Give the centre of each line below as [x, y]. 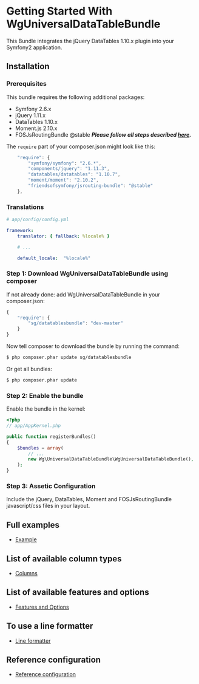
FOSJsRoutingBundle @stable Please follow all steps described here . [103, 134]
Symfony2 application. [34, 47]
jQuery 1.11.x [30, 115]
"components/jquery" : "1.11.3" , [69, 169]
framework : [20, 230]
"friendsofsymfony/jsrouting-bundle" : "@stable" [91, 186]
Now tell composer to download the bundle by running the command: [93, 346]
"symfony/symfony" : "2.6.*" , [65, 163]
